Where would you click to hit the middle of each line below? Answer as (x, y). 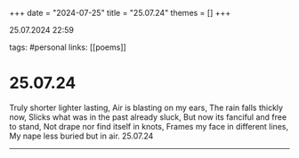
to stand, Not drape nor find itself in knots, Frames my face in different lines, (149, 126)
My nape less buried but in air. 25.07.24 (81, 136)
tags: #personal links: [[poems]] (68, 47)
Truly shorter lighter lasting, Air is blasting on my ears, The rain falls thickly (146, 107)
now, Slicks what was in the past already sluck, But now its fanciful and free (148, 117)
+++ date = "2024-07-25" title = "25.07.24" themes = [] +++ (120, 13)
